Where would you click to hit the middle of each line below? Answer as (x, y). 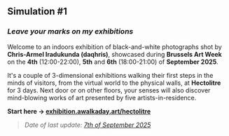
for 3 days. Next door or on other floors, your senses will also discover (109, 90)
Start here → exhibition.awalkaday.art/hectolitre (79, 111)
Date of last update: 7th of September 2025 (88, 125)
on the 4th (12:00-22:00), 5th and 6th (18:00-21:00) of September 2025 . (113, 62)
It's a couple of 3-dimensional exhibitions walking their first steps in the (110, 75)
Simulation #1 (37, 12)
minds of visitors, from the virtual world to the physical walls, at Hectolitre (114, 83)
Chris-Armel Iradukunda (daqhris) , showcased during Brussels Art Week (114, 54)
